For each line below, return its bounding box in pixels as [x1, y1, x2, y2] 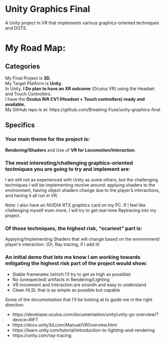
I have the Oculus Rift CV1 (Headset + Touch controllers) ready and [5, 96, 145, 102]
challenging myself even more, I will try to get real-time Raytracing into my [5, 207, 157, 213]
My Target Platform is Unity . [5, 80, 63, 86]
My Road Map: [5, 43, 66, 54]
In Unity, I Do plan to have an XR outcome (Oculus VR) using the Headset [5, 86, 155, 91]
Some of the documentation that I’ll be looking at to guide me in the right [5, 297, 153, 302]
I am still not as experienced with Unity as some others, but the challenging [5, 176, 158, 182]
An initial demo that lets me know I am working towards [5, 254, 141, 260]
